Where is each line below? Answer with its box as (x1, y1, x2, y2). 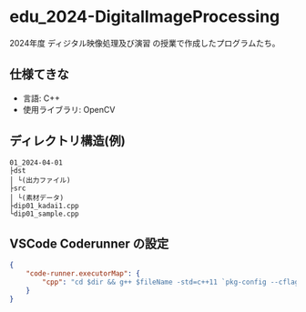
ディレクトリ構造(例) (9, 134, 126, 149)
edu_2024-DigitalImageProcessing (9, 6, 280, 27)
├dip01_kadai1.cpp (9, 201, 79, 210)
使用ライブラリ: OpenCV (22, 104, 116, 115)
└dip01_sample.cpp (9, 209, 79, 218)
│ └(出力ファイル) (9, 176, 71, 185)
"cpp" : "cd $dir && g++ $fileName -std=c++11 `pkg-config (42, 277, 267, 287)
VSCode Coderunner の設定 (9, 236, 169, 251)
